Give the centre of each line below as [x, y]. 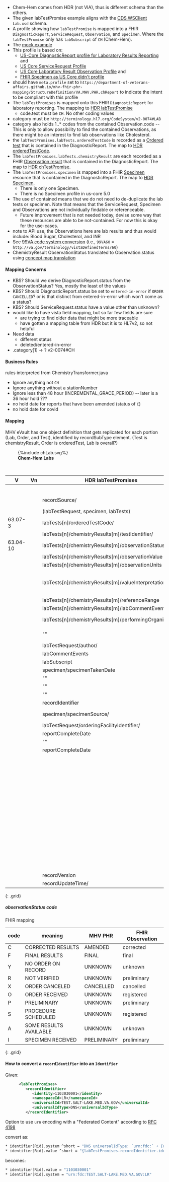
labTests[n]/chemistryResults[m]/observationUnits [102, 565]
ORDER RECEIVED [46, 994]
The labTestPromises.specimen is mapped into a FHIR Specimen [78, 172]
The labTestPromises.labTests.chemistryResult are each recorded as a [87, 156]
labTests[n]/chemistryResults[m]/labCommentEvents [105, 608]
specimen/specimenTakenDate [79, 670]
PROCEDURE [40, 1011]
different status [36, 339]
